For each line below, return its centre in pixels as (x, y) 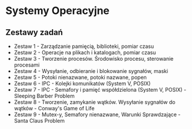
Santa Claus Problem (39, 121)
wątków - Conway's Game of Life (54, 108)
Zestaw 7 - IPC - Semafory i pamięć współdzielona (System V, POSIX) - (100, 90)
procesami (27, 65)
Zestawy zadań (34, 32)
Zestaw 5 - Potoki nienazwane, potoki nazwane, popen (80, 77)
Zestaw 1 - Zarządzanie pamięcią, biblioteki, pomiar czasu (84, 46)
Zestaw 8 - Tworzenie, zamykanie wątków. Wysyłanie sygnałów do (95, 102)
